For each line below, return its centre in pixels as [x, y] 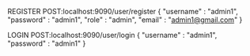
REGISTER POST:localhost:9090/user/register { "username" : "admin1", [123, 11]
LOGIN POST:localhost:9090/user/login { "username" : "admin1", [112, 35]
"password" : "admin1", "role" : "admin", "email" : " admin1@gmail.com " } [125, 20]
